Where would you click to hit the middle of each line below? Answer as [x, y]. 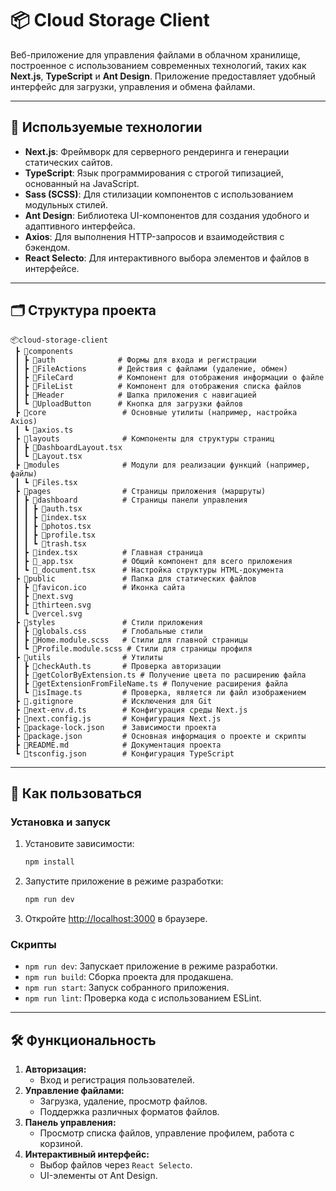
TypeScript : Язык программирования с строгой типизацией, [154, 173]
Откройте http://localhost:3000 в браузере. [116, 918]
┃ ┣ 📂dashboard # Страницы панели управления [131, 500]
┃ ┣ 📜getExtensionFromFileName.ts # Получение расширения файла [151, 683]
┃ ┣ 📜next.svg [44, 596]
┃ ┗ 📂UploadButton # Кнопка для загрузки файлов [129, 403]
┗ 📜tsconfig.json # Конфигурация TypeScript [124, 753]
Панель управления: [70, 1123]
